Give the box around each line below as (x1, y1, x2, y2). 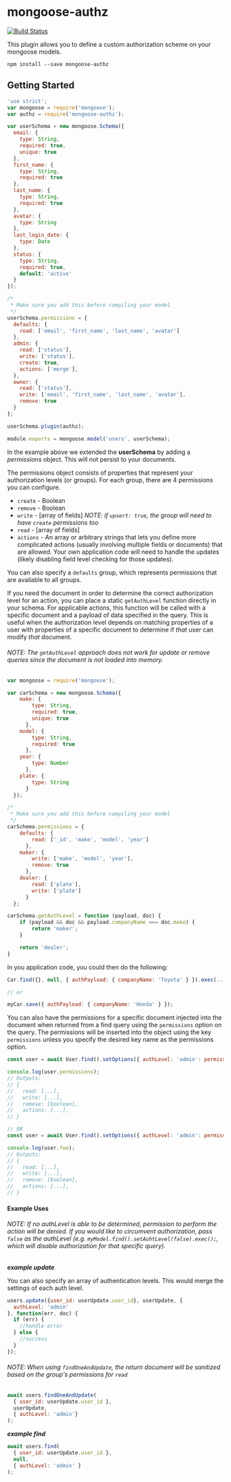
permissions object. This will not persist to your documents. (7, 455, 177, 463)
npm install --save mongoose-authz (7, 61, 109, 67)
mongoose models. (7, 47, 62, 56)
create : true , (19, 359, 60, 366)
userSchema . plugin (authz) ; (7, 422, 85, 430)
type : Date (19, 238, 51, 245)
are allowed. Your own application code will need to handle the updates (16, 548, 220, 556)
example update (7, 1263, 55, 1271)
